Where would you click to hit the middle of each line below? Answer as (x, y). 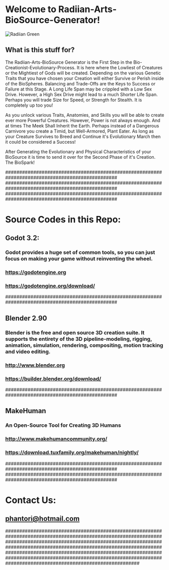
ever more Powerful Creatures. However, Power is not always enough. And (83, 120)
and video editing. (28, 352)
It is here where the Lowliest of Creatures (120, 67)
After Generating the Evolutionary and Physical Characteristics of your (78, 151)
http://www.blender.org (35, 365)
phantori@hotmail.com (42, 519)
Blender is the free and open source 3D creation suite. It (75, 332)
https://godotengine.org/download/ (50, 286)
